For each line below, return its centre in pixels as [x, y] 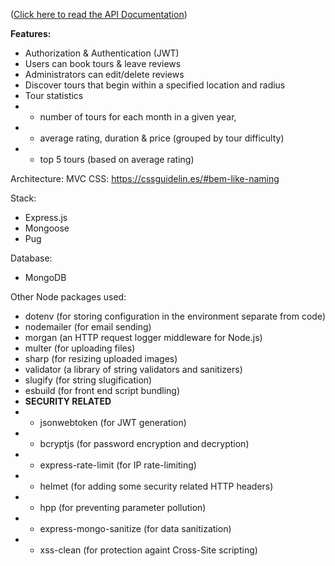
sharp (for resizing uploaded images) [101, 358]
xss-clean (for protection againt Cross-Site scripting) [148, 550]
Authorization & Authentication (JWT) [102, 53]
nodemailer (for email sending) [88, 327]
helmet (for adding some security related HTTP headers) [156, 486]
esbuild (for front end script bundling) [102, 390]
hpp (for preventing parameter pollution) [123, 507]
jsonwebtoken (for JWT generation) [113, 422]
